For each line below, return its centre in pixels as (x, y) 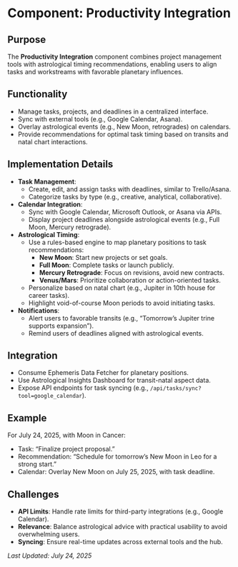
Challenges (33, 494)
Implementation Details (60, 165)
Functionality (38, 94)
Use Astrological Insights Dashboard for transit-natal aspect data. (114, 381)
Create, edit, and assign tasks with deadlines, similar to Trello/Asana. (130, 189)
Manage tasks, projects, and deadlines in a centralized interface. (113, 111)
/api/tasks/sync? (175, 388)
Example (27, 418)
